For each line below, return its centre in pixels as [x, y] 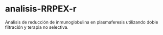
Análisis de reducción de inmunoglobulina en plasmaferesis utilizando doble [81, 22]
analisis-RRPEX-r [41, 9]
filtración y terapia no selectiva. [37, 27]
